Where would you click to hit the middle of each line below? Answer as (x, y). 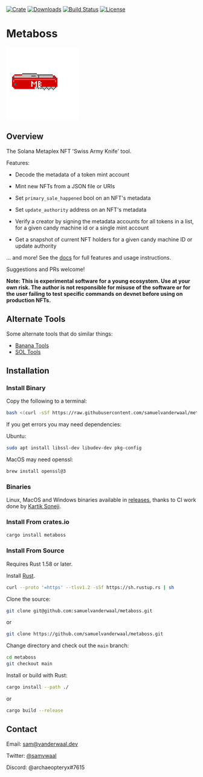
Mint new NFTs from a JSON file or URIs (65, 186)
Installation (28, 370)
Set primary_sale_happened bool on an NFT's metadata (83, 198)
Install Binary (26, 388)
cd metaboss (21, 657)
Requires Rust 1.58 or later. (40, 564)
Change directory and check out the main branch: (68, 645)
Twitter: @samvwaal (31, 755)
